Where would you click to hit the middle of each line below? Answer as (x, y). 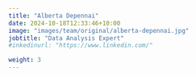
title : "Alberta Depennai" (54, 16)
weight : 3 (25, 60)
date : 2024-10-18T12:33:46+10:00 (65, 23)
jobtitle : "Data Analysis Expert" (67, 38)
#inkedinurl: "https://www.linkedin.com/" (81, 46)
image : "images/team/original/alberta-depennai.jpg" (99, 30)
